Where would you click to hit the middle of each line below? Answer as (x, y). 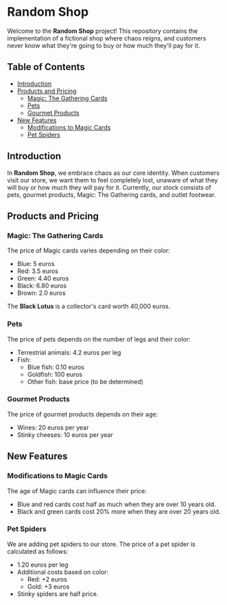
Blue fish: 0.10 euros (56, 367)
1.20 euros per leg (43, 565)
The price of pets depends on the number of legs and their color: (99, 339)
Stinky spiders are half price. (58, 593)
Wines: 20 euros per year (53, 427)
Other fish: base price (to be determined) (85, 381)
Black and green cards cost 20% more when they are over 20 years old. (119, 511)
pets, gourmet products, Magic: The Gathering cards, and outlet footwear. (111, 194)
